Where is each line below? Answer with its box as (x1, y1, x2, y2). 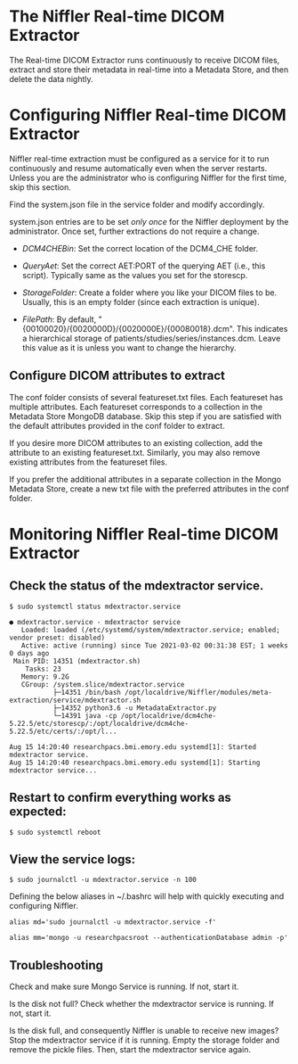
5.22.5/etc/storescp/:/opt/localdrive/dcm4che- (9, 719, 189, 728)
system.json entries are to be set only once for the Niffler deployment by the (9, 216, 289, 227)
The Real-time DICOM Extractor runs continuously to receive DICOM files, (9, 54, 280, 65)
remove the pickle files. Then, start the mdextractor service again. (9, 1044, 252, 1055)
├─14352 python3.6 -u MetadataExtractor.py (52, 703, 217, 713)
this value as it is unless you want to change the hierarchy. (21, 342, 237, 353)
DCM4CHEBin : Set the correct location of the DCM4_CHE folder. (21, 243, 259, 253)
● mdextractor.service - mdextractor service (9, 617, 181, 626)
